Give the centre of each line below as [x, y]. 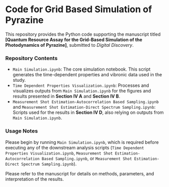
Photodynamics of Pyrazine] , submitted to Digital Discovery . [69, 45]
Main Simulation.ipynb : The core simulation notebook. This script [81, 69]
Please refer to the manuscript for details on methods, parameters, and [80, 173]
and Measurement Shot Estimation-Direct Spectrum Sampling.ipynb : [84, 107]
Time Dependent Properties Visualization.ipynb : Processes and [81, 85]
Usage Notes [22, 131]
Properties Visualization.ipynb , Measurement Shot [59, 153]
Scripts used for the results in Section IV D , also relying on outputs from [88, 112]
